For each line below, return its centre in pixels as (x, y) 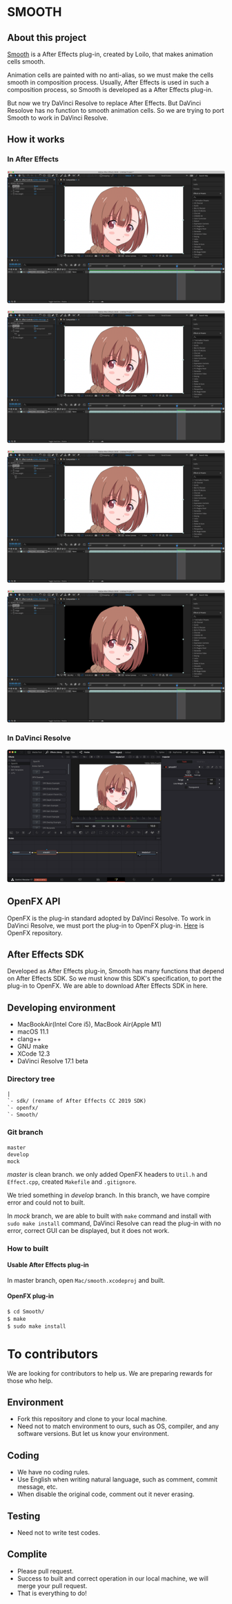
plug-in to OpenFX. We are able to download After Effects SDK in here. (108, 986)
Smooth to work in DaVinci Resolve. (58, 118)
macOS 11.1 (33, 1031)
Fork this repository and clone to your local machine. (92, 1419)
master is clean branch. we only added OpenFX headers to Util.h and (107, 1174)
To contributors (53, 1354)
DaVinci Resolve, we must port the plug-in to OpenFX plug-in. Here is (106, 926)
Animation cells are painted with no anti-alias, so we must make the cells (110, 75)
